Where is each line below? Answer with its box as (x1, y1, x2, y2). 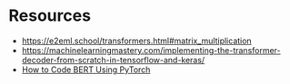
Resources (8, 5, 92, 26)
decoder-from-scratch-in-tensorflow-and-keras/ (21, 54, 205, 65)
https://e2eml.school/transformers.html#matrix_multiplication (21, 35, 252, 46)
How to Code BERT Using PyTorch (21, 64, 151, 75)
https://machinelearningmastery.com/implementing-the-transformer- (21, 44, 281, 55)
